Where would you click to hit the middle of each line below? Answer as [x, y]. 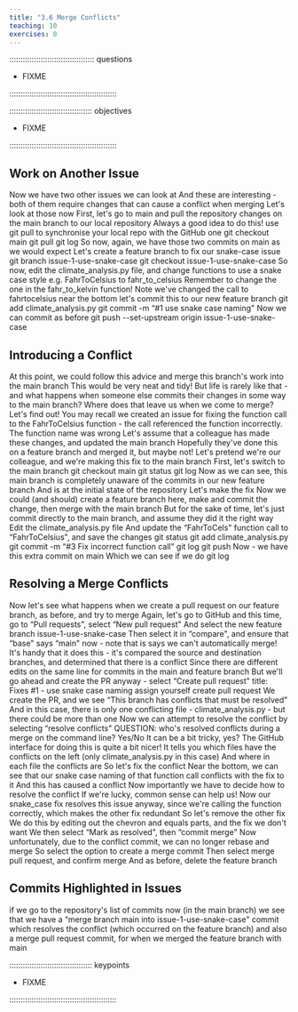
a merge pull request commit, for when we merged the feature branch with [145, 938]
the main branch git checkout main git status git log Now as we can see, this [149, 471]
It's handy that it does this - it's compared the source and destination [135, 652]
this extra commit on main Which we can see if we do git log [119, 556]
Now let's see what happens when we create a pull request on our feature [144, 605]
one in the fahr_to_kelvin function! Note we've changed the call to [129, 289]
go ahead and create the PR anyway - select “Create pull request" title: [139, 680]
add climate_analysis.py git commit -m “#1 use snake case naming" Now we [148, 309]
